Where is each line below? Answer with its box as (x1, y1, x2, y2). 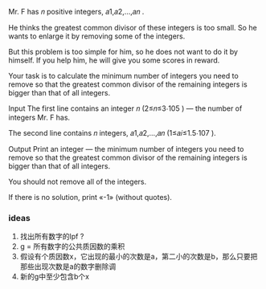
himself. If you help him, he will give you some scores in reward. (8, 55, 220, 65)
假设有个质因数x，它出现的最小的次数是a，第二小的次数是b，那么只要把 (19, 252, 258, 262)
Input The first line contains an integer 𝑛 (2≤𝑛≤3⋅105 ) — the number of (8, 104, 243, 113)
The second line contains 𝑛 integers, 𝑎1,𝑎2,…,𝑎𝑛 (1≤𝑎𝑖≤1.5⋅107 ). (8, 128, 217, 137)
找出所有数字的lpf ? (19, 232, 84, 242)
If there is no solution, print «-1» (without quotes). (8, 193, 173, 201)
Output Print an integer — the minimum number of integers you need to (8, 144, 244, 153)
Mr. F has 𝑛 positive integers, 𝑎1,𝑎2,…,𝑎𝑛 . (8, 7, 145, 16)
